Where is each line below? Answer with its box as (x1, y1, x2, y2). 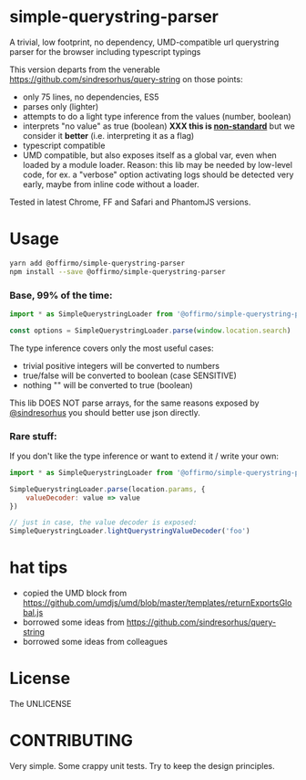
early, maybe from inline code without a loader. (22, 178, 199, 189)
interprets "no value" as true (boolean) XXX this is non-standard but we (22, 121, 296, 132)
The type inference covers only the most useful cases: (9, 343, 214, 353)
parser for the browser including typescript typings (9, 46, 201, 57)
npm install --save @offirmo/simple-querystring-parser (9, 267, 226, 276)
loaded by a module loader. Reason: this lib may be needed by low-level (22, 159, 293, 170)
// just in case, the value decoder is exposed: (9, 518, 198, 527)
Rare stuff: (9, 429, 57, 442)
